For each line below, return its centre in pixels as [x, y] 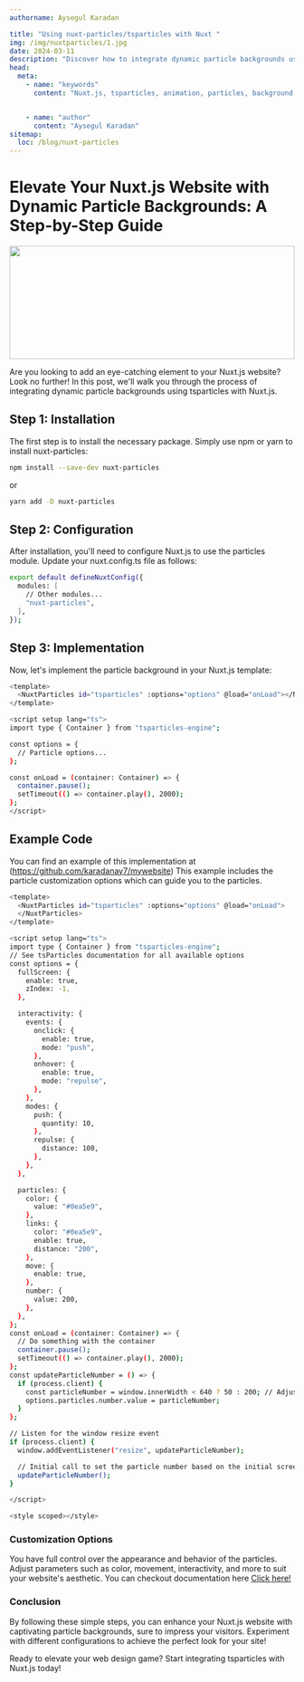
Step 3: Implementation [77, 648]
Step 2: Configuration [71, 530]
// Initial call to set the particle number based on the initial [145, 1467]
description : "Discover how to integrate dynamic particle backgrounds [147, 60]
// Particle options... [62, 752]
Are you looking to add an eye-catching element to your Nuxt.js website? [145, 372]
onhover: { [54, 1065]
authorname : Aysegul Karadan [64, 18]
